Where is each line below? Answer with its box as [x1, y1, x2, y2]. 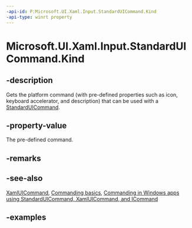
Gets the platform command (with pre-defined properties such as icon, [6, 91, 178, 98]
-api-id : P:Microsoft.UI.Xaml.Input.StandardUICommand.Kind [6, 8, 157, 15]
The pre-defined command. [6, 136, 74, 143]
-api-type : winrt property [6, 14, 72, 20]
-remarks [6, 153, 41, 163]
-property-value [6, 120, 67, 130]
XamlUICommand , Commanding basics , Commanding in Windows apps [6, 189, 180, 196]
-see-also [6, 173, 43, 183]
